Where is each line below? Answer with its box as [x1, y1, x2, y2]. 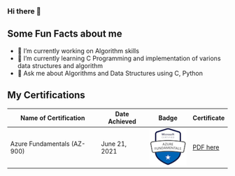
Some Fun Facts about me [7, 28, 122, 40]
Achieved [108, 117, 136, 126]
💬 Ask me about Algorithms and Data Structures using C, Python [17, 69, 203, 77]
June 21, [101, 140, 127, 148]
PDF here [192, 143, 220, 151]
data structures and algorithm [17, 61, 104, 69]
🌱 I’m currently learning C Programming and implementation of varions [17, 54, 222, 62]
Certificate [192, 114, 225, 122]
